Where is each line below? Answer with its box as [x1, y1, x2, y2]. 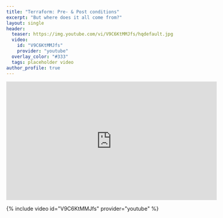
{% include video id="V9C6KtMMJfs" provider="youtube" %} [6, 205, 159, 213]
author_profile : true [6, 64, 61, 71]
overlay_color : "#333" [11, 54, 69, 60]
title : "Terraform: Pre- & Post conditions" [6, 8, 120, 15]
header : [6, 25, 26, 32]
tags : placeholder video [11, 59, 74, 65]
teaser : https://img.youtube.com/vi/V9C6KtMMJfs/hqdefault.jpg [11, 31, 173, 37]
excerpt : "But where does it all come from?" [6, 14, 122, 20]
